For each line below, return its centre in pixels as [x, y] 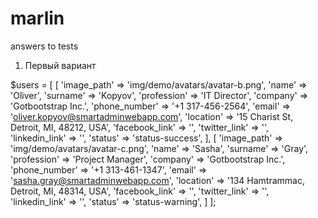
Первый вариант [60, 65]
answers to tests [44, 46]
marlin [37, 18]
